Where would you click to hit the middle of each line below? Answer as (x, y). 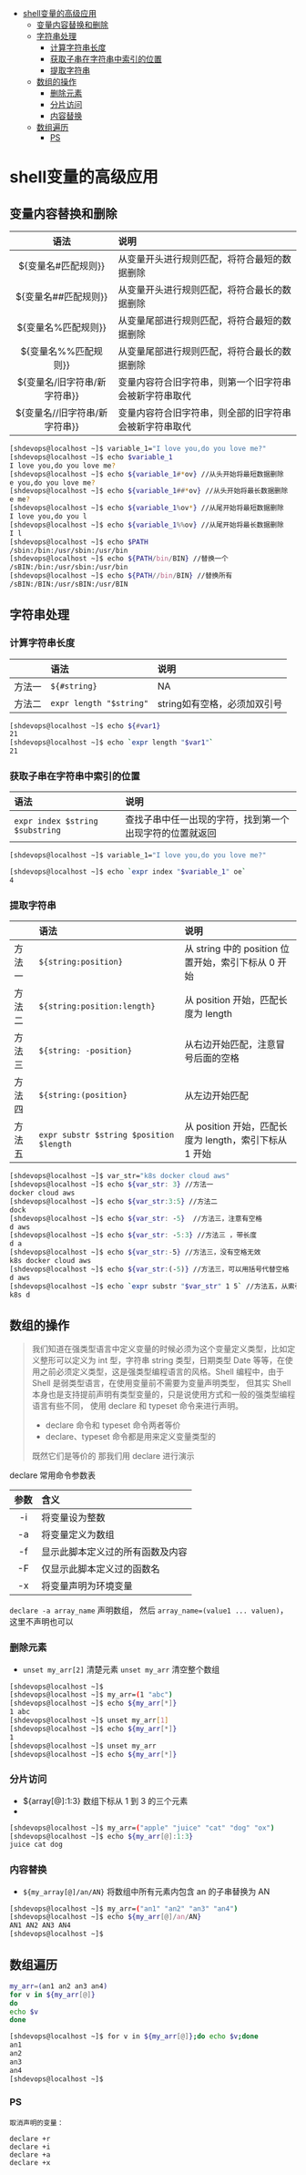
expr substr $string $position (107, 1135)
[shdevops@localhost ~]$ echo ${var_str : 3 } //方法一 (112, 1185)
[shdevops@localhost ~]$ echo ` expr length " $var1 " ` (112, 743)
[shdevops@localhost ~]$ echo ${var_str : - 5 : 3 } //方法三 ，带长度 (133, 1236)
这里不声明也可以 (41, 1622)
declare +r (30, 2139)
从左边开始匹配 (216, 1096)
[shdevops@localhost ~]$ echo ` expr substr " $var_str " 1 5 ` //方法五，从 (149, 1286)
